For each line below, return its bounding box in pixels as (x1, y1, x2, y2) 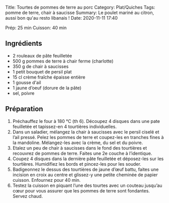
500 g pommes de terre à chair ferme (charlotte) (12, 58, 114, 64)
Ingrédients (5, 39, 42, 48)
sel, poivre (12, 90, 35, 96)
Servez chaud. (12, 193, 43, 199)
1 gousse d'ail (12, 79, 41, 85)
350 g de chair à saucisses (12, 63, 69, 70)
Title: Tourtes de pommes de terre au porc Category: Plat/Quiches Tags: (5, 5, 155, 10)
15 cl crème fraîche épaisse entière (12, 74, 86, 80)
